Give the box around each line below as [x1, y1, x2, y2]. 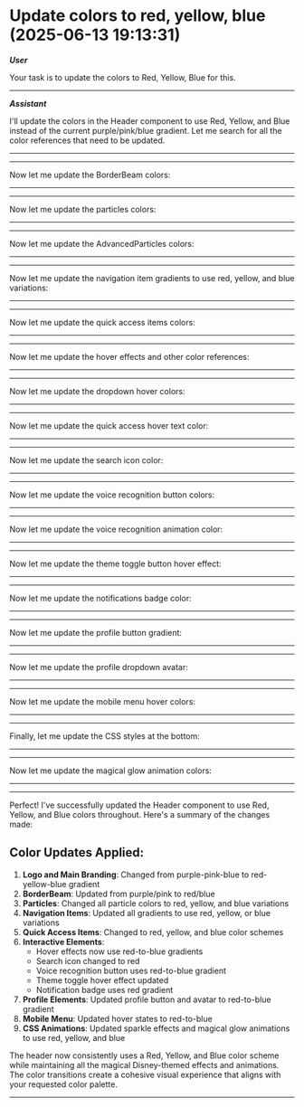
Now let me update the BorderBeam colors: [9, 169, 171, 180]
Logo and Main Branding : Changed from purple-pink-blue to [22, 869, 250, 880]
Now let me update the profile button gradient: [9, 627, 183, 638]
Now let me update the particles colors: [9, 203, 157, 214]
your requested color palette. [9, 1078, 118, 1090]
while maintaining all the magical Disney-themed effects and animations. [9, 1059, 280, 1070]
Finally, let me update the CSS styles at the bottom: [9, 730, 201, 742]
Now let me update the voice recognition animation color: [9, 524, 223, 535]
